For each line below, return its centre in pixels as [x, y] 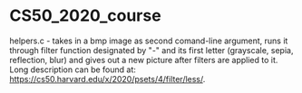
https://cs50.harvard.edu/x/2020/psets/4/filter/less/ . [107, 79]
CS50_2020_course [85, 16]
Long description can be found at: [73, 70]
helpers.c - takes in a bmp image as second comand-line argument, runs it [149, 41]
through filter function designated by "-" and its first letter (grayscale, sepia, [151, 50]
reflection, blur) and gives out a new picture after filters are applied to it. [144, 60]
